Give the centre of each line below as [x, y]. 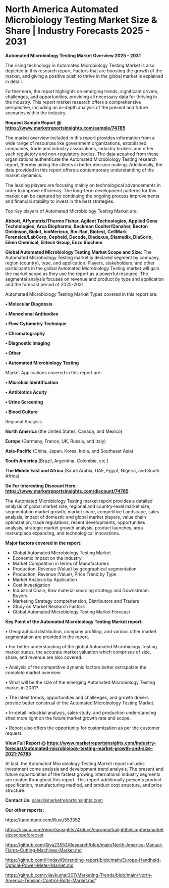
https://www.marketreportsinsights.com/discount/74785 [67, 491]
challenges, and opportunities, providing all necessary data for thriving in [81, 97]
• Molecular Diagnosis [29, 304]
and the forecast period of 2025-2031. [45, 284]
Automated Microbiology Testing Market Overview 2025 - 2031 [73, 55]
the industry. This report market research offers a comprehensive [73, 102]
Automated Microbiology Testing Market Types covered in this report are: [81, 294]
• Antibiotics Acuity [26, 392]
